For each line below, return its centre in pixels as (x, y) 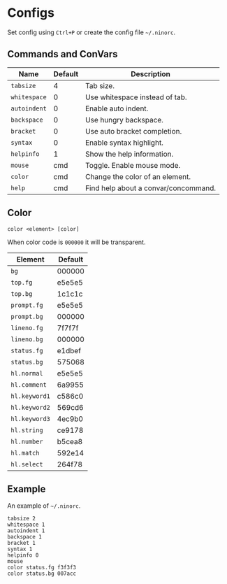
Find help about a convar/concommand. (151, 188)
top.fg (22, 282)
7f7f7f (68, 328)
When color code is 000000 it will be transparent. (76, 242)
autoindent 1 (26, 531)
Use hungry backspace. (124, 120)
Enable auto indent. (117, 108)
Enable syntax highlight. (124, 143)
